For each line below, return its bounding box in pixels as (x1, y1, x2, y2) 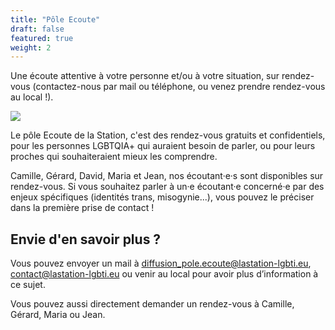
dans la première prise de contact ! (10, 202, 155, 214)
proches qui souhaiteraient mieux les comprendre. (10, 151, 218, 163)
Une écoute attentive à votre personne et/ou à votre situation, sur (10, 70, 280, 82)
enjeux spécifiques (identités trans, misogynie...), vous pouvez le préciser (10, 191, 315, 203)
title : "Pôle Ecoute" (10, 14, 101, 25)
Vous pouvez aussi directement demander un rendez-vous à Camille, (10, 298, 295, 310)
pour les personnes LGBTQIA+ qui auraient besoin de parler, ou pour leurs (10, 140, 316, 152)
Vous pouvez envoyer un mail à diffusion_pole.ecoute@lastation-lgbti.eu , (10, 257, 312, 270)
